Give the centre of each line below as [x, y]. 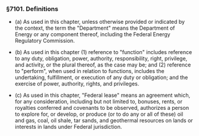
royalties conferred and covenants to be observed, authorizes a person [102, 108]
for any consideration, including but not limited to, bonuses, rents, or [99, 102]
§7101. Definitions [32, 9]
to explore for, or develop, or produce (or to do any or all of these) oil [99, 114]
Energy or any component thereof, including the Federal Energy [92, 34]
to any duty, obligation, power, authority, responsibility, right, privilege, [101, 59]
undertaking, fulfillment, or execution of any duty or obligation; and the [101, 78]
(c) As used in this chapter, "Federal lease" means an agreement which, [102, 95]
